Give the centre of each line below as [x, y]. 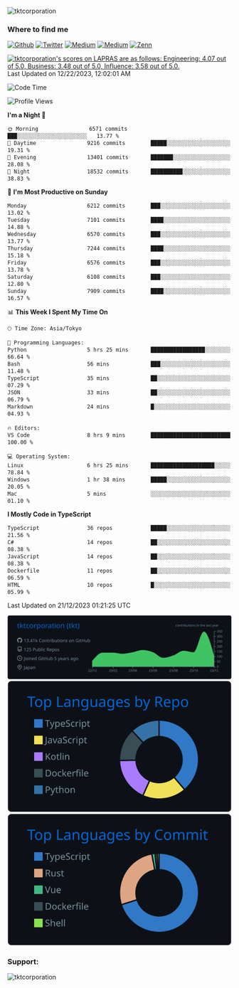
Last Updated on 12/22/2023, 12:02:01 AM [69, 74]
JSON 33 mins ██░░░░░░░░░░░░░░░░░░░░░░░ [119, 393]
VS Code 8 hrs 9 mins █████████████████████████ [119, 435]
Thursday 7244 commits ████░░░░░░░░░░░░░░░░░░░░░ [119, 249]
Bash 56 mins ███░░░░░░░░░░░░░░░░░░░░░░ [119, 364]
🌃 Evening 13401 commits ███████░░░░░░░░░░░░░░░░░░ [119, 158]
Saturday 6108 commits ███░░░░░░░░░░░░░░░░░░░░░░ [119, 277]
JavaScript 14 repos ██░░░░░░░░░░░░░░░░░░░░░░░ [119, 557]
